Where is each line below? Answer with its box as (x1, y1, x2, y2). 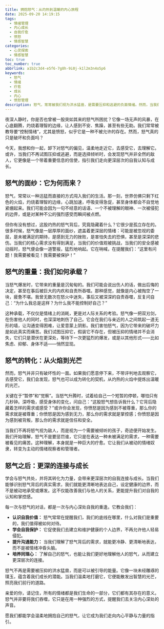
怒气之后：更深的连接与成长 (5, 462, 89, 470)
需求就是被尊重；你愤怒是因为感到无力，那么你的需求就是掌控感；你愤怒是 (5, 411, 155, 417)
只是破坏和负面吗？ (5, 135, 44, 141)
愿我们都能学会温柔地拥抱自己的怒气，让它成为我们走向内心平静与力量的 (5, 613, 150, 619)
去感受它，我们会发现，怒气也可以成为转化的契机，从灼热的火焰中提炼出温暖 (5, 376, 159, 382)
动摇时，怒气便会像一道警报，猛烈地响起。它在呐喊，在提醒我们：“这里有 (5, 246, 153, 252)
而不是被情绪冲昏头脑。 (12, 545, 60, 551)
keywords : (5, 71, 25, 76)
